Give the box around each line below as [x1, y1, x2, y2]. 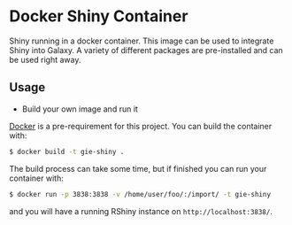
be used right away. [9, 54, 81, 65]
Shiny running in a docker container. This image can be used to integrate [9, 35, 274, 46]
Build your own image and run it [21, 104, 139, 114]
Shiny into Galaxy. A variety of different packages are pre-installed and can [9, 44, 283, 55]
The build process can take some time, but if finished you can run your [9, 163, 267, 174]
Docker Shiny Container [9, 6, 188, 27]
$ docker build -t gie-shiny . [9, 147, 125, 156]
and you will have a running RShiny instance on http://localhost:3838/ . [9, 206, 273, 216]
